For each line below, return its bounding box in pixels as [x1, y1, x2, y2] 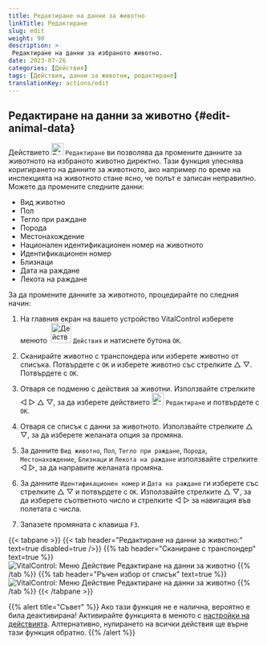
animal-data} [8, 121, 76, 135]
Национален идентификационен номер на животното [19, 240, 204, 250]
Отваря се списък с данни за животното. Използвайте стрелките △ [19, 421, 253, 431]
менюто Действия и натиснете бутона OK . [19, 335, 183, 346]
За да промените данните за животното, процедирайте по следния [8, 290, 239, 300]
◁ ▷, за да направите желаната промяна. [19, 463, 164, 473]
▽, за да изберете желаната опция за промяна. [19, 430, 184, 440]
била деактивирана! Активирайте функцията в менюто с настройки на [8, 610, 250, 620]
